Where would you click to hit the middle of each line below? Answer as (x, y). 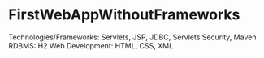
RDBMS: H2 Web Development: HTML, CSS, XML (91, 45)
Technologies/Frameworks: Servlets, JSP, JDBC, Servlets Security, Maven (132, 37)
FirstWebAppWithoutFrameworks (124, 15)
